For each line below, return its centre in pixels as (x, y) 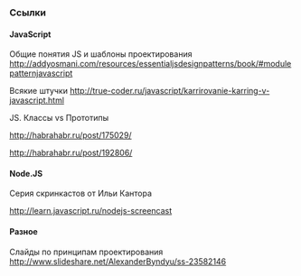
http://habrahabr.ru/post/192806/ (71, 153)
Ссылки (28, 13)
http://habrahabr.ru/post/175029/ (71, 135)
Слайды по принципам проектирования (86, 252)
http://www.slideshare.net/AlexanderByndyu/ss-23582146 (118, 261)
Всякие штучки (38, 91)
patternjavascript (41, 73)
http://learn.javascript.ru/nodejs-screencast (91, 211)
